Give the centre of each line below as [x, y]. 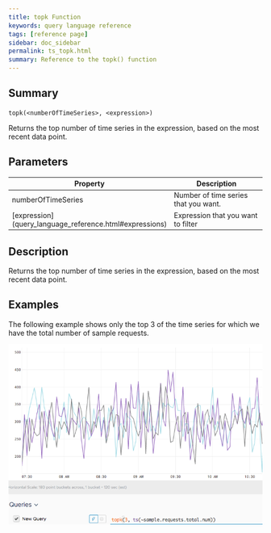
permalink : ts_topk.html [50, 51]
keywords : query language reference [70, 25]
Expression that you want [216, 215]
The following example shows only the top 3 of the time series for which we [134, 324]
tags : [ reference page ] [48, 34]
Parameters [38, 162]
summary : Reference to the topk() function [83, 60]
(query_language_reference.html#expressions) [90, 224]
